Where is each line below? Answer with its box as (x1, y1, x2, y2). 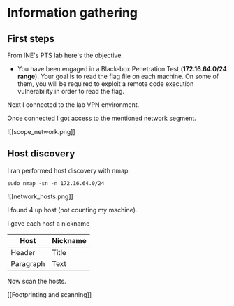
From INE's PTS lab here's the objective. (7, 51, 124, 59)
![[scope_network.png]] (7, 128, 75, 136)
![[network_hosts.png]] (7, 192, 73, 201)
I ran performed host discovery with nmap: (7, 166, 131, 175)
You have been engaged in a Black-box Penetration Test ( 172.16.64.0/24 (17, 65, 227, 73)
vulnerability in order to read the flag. (17, 87, 124, 95)
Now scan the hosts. (7, 277, 66, 285)
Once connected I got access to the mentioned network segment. (7, 114, 197, 122)
